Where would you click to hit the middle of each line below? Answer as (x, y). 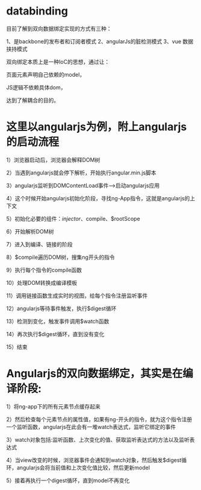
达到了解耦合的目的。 (32, 100)
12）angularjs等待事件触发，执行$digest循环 (61, 308)
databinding (37, 11)
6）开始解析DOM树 (30, 231)
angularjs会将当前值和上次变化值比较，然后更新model (83, 467)
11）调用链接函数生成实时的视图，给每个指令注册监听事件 (77, 295)
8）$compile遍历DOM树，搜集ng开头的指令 (61, 257)
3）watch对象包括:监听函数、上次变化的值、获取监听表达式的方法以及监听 (98, 439)
